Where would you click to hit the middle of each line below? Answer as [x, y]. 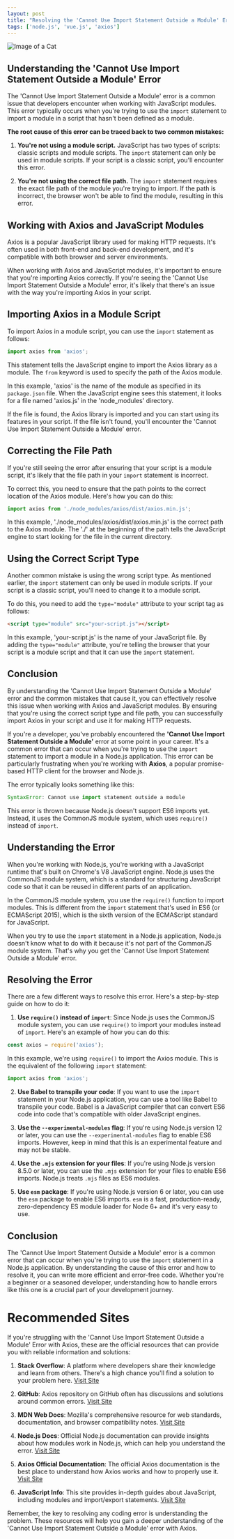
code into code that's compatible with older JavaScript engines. [109, 1114]
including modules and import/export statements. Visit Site [101, 1499]
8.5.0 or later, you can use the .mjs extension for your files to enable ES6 [122, 1171]
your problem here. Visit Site [58, 1380]
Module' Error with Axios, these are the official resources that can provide [113, 1344]
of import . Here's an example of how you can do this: [94, 1032]
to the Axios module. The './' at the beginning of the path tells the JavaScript [117, 529]
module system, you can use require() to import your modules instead [119, 1025]
